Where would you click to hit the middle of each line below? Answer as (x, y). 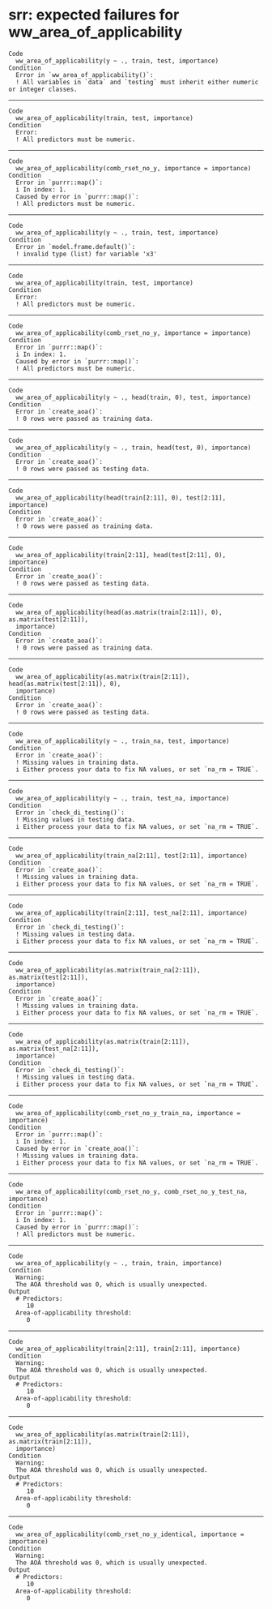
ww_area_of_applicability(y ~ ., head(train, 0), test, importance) (134, 397)
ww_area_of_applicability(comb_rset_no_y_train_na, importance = (128, 1113)
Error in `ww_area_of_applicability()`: (85, 75)
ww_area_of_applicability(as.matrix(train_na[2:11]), (108, 970)
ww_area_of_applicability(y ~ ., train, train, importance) (119, 1263)
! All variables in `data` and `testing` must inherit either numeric (137, 82)
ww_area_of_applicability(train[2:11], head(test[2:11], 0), (121, 555)
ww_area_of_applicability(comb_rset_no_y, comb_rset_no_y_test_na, (132, 1191)
